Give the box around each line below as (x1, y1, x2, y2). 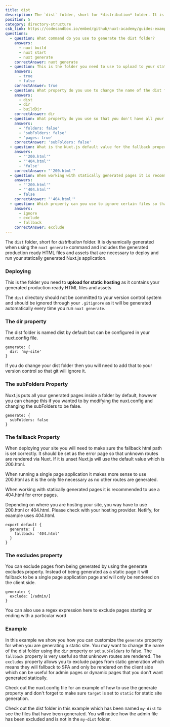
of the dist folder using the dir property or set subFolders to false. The (5, 648, 152, 654)
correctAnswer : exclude (14, 225, 65, 230)
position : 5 (5, 17, 30, 22)
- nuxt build (18, 45, 47, 50)
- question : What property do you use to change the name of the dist (10, 87, 162, 93)
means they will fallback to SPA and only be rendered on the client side (5, 664, 153, 670)
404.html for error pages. (5, 492, 58, 498)
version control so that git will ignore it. (5, 368, 87, 374)
